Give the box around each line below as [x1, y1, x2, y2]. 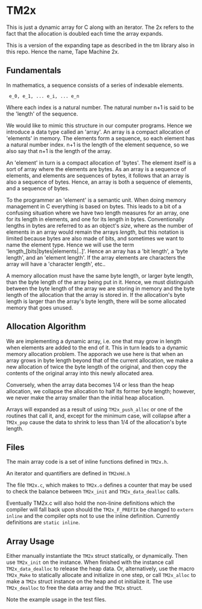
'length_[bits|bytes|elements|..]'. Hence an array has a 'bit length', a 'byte [6, 248, 188, 255]
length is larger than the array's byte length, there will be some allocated [6, 298, 186, 305]
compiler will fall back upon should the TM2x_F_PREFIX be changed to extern [6, 506, 194, 513]
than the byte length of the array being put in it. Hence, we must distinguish [6, 278, 194, 286]
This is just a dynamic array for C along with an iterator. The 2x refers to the [6, 23, 194, 31]
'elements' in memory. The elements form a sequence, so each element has [6, 134, 195, 142]
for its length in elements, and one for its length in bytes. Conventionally [6, 215, 185, 223]
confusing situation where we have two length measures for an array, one [6, 209, 189, 216]
